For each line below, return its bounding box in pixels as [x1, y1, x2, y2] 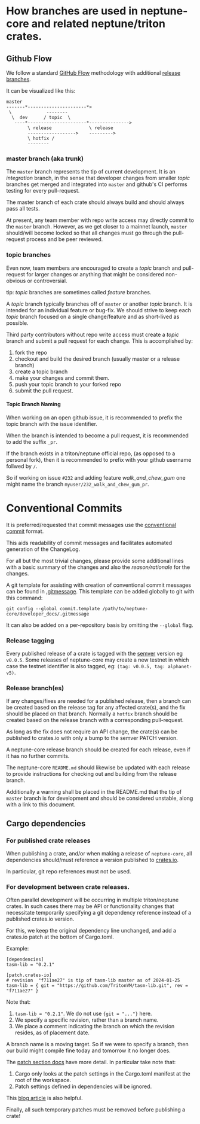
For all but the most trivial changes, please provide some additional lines [6, 557, 184, 564]
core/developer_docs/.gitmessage [6, 611, 90, 617]
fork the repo [14, 349, 48, 356]
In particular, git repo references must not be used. [6, 868, 131, 875]
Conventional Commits [6, 501, 122, 515]
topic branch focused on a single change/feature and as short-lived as [6, 313, 180, 320]
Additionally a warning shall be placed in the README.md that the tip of [6, 788, 182, 796]
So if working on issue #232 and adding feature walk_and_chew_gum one [6, 474, 186, 481]
